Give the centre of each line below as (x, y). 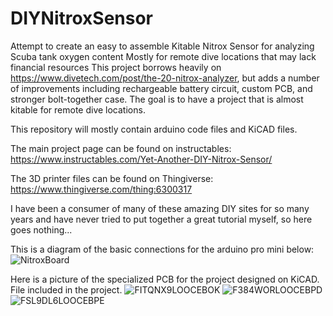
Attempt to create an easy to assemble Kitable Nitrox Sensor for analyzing (162, 46)
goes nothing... (41, 229)
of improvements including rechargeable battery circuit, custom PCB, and (161, 88)
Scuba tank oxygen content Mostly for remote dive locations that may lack (163, 56)
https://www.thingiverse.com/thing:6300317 (101, 189)
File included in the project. (66, 289)
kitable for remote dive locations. (78, 109)
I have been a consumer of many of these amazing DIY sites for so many (160, 208)
